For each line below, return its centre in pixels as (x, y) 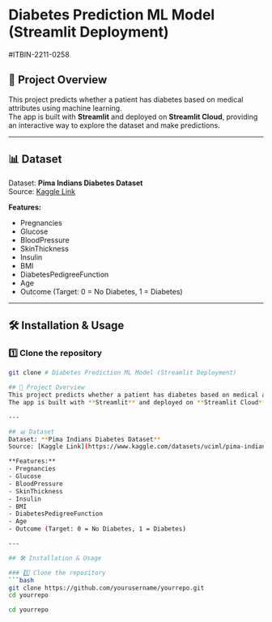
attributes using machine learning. (66, 108)
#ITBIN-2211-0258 (39, 54)
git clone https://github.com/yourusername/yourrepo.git (106, 588)
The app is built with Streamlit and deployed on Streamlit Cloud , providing (133, 116)
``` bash (21, 580)
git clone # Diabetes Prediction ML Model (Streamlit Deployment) (123, 373)
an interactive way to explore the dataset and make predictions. (114, 125)
